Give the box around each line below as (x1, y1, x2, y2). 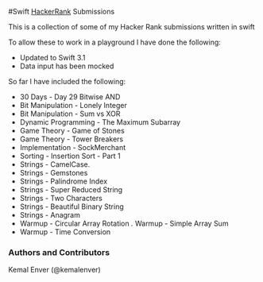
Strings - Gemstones (19, 168, 88, 177)
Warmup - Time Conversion (19, 227, 111, 237)
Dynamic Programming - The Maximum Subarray (19, 118, 181, 126)
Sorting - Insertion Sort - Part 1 (19, 151, 121, 160)
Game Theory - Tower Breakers (19, 134, 124, 144)
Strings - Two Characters (19, 194, 103, 203)
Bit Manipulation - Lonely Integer (19, 101, 127, 110)
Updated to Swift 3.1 (19, 53, 86, 62)
